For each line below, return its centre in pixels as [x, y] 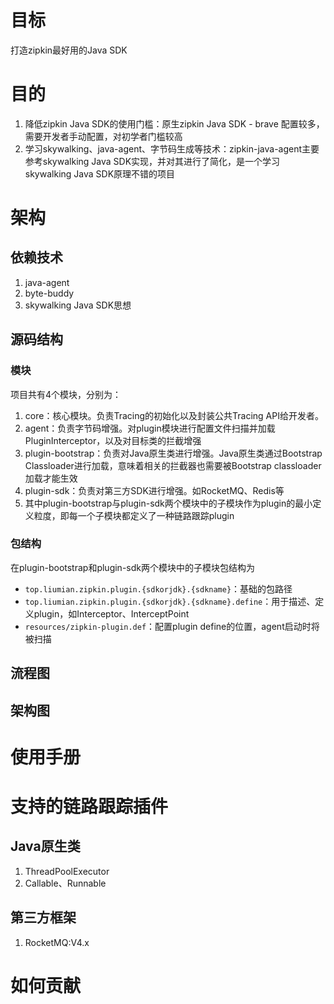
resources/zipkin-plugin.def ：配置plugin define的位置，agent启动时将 [172, 626]
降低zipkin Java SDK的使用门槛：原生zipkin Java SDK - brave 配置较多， [174, 123]
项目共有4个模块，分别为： [66, 394]
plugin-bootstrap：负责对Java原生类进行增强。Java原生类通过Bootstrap [173, 453]
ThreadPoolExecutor [67, 871]
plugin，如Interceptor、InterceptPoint [111, 613]
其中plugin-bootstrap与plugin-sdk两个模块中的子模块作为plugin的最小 [168, 503]
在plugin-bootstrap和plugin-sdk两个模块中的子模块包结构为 [132, 567]
